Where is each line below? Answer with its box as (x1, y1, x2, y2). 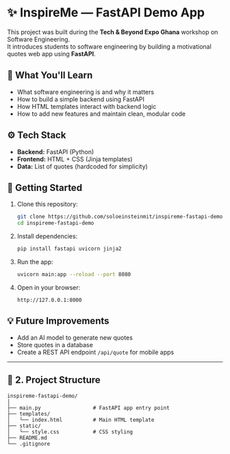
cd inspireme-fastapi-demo (16, 220, 94, 227)
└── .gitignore (7, 440, 51, 447)
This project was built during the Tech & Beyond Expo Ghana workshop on (7, 27, 218, 36)
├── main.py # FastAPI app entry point (7, 404, 170, 412)
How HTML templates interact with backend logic (16, 102, 157, 110)
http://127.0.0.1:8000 (16, 297, 82, 303)
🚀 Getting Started (7, 181, 83, 193)
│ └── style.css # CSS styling (7, 428, 133, 436)
